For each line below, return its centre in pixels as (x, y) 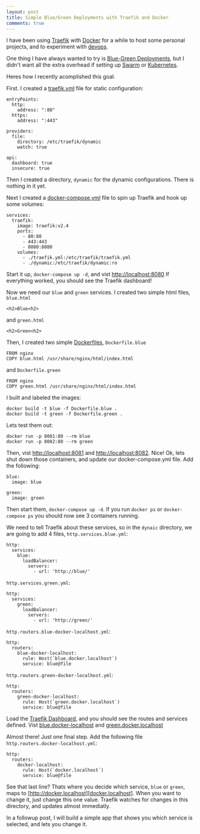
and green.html (25, 320)
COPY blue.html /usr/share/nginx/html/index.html (70, 359)
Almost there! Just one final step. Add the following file (75, 737)
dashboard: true (32, 163)
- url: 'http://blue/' (62, 572)
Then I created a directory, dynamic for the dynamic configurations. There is (100, 180)
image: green (28, 498)
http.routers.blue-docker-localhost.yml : (59, 632)
